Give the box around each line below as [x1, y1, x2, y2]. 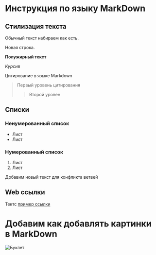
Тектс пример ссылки [5, 201, 51, 207]
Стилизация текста [5, 22, 67, 31]
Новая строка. [5, 45, 35, 50]
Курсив [5, 64, 20, 69]
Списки [5, 105, 30, 114]
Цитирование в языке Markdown [5, 73, 72, 78]
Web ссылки [5, 188, 45, 197]
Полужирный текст [5, 54, 47, 60]
